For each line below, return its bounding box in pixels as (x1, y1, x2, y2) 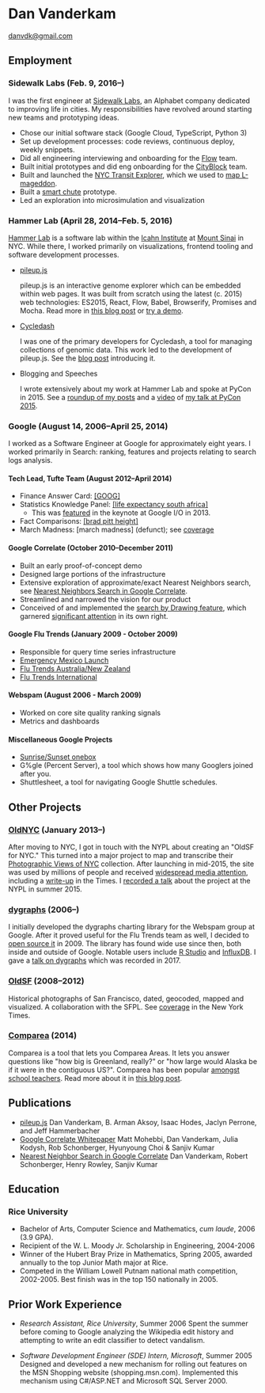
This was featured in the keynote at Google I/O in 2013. (31, 508, 211, 517)
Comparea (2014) (8, 1030, 78, 1041)
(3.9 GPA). (19, 1233, 54, 1242)
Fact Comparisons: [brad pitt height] (19, 517, 138, 526)
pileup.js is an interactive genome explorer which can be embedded (19, 281, 241, 290)
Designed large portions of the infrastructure (19, 569, 166, 578)
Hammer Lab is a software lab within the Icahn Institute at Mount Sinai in (8, 233, 244, 242)
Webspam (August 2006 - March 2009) (8, 690, 142, 700)
